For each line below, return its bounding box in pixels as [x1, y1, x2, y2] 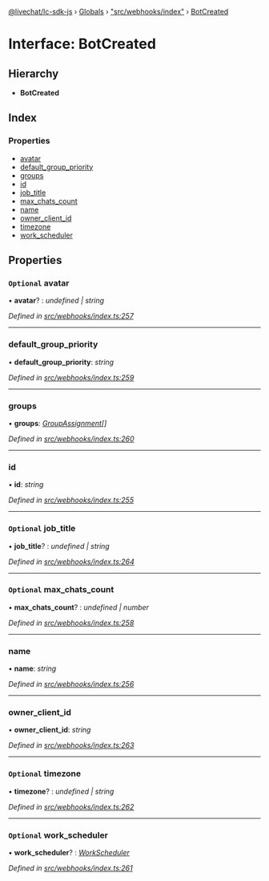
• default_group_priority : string [8, 357, 114, 367]
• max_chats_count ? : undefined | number [8, 602, 150, 612]
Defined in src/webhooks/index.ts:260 [8, 433, 134, 444]
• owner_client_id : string [8, 725, 91, 735]
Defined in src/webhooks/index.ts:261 [8, 863, 134, 873]
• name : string [8, 664, 57, 673]
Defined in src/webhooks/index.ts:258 [8, 618, 134, 627]
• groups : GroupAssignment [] [8, 418, 107, 428]
